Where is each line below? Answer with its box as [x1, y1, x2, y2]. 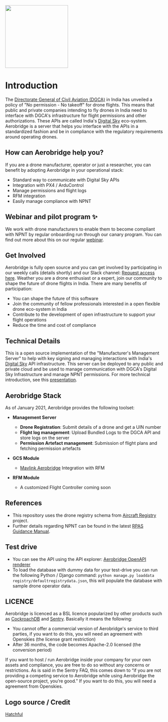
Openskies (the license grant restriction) [12, 636, 96, 642]
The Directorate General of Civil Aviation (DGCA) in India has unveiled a [5, 96, 152, 102]
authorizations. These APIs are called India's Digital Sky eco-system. [5, 117, 147, 124]
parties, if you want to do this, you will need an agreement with [12, 631, 143, 637]
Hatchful [5, 711, 23, 717]
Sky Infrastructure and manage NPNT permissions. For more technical [5, 372, 150, 378]
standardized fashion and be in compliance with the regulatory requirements [5, 128, 163, 135]
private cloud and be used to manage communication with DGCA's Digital [5, 366, 157, 372]
